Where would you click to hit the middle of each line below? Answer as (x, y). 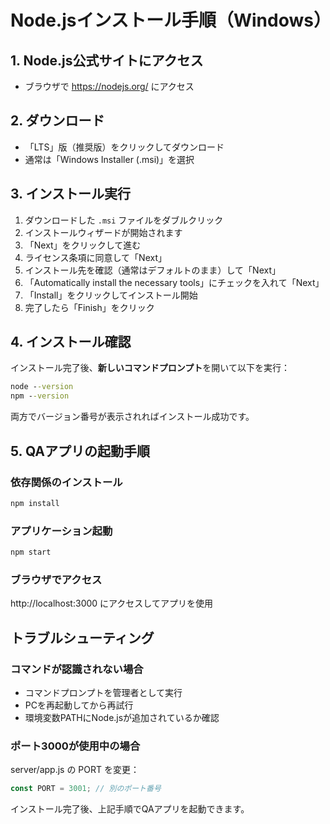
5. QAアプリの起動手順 (80, 451)
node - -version (42, 387)
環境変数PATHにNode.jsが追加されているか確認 (122, 717)
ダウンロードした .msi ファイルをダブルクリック (124, 220)
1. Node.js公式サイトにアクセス (107, 60)
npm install (35, 503)
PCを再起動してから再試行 (79, 705)
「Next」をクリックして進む (83, 245)
